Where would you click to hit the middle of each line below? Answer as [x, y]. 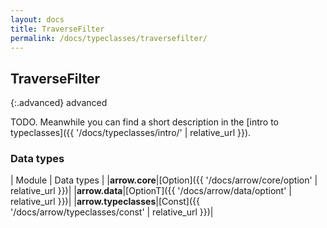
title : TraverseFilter [57, 29]
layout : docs [37, 19]
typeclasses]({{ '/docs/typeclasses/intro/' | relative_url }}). [131, 133]
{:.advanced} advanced [59, 103]
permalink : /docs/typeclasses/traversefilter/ [109, 38]
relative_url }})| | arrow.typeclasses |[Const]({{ [105, 202]
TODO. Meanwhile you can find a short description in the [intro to [144, 122]
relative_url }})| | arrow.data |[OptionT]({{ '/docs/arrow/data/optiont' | [151, 191]
